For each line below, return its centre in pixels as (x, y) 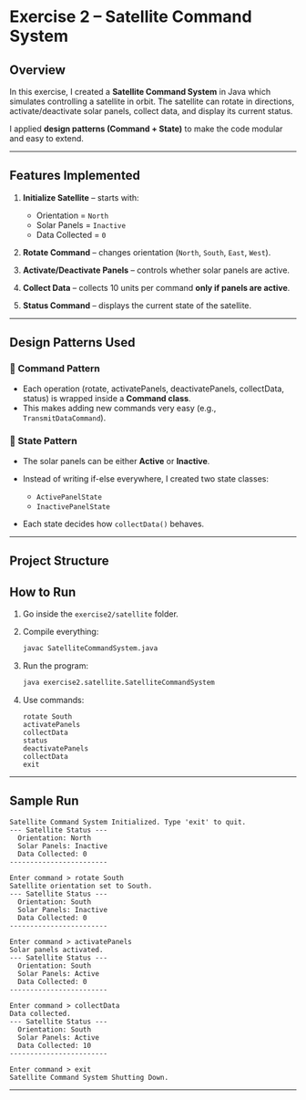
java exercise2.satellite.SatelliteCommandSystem (119, 682)
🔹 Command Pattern (55, 368)
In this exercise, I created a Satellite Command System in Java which (140, 92)
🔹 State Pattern (43, 441)
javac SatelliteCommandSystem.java (90, 649)
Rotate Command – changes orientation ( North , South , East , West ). (147, 252)
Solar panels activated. (56, 950)
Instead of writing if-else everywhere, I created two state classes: (145, 478)
